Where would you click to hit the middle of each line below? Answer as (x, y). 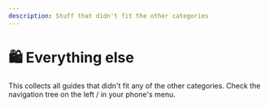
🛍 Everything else (71, 57)
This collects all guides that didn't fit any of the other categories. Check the (134, 85)
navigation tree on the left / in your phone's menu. (92, 94)
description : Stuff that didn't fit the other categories (108, 16)
